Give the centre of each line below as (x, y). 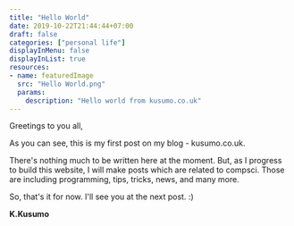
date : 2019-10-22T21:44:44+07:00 (71, 26)
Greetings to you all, (46, 126)
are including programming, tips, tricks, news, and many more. (124, 180)
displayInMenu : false (50, 51)
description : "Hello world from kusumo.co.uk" (113, 100)
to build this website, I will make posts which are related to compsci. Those (147, 170)
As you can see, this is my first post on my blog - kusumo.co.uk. (127, 143)
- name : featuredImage (51, 76)
